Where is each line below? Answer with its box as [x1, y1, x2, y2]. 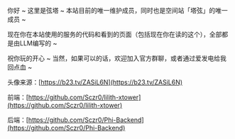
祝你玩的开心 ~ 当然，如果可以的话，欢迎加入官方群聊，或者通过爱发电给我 [7, 54, 227, 62]
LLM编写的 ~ [19, 39, 58, 48]
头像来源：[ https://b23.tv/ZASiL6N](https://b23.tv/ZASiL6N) [7, 78, 183, 87]
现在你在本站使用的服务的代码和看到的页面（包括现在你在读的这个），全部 [7, 30, 222, 38]
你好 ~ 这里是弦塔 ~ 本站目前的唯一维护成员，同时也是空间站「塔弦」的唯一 [7, 6, 229, 14]
